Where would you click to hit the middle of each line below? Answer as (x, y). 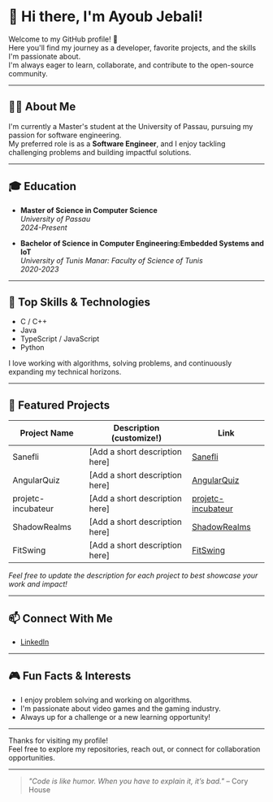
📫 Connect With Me (61, 618)
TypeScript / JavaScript (60, 339)
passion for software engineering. (65, 135)
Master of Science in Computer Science (89, 210)
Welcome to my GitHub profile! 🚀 (63, 39)
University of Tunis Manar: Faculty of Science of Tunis (111, 260)
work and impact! (38, 584)
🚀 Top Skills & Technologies (80, 302)
